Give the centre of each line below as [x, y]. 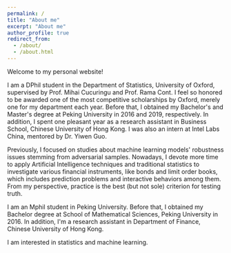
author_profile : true [38, 33]
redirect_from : [29, 39]
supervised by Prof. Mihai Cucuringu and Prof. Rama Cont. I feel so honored [115, 92]
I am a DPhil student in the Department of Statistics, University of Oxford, [111, 85]
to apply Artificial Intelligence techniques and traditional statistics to [103, 164]
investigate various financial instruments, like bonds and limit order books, [113, 171]
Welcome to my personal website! [55, 71]
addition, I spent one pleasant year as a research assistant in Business [107, 121]
